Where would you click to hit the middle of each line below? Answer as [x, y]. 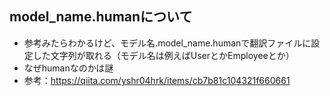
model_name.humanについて [101, 17]
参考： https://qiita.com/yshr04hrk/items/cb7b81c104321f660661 [157, 80]
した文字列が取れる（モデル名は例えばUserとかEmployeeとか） [163, 55]
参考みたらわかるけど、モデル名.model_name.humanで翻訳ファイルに [167, 43]
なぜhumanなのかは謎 [68, 68]
